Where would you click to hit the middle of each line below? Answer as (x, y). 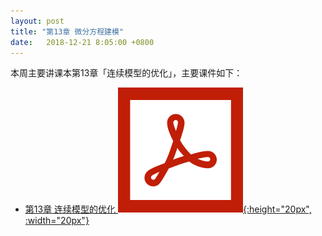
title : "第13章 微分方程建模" (67, 31)
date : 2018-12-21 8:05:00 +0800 (82, 42)
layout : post (37, 21)
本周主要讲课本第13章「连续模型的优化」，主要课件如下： (126, 73)
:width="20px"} (57, 221)
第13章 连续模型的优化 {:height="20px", (168, 209)
